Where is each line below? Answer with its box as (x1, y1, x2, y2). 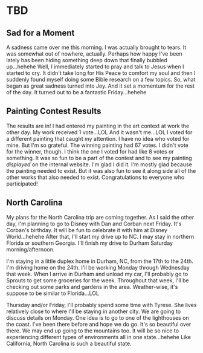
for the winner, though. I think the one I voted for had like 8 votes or (6, 147, 174, 155)
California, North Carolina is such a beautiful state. (6, 340, 132, 347)
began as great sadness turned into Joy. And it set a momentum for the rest (6, 82, 195, 89)
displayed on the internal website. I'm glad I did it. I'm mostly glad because (6, 161, 192, 168)
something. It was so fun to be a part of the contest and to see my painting (6, 154, 192, 161)
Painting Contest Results (6, 106, 101, 117)
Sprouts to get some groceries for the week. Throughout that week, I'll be (6, 276, 189, 284)
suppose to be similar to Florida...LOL (6, 290, 100, 297)
